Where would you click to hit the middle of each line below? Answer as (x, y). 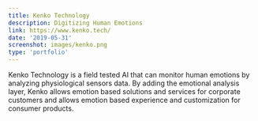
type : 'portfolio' (38, 52)
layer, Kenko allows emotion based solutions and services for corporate (124, 91)
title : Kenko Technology (49, 15)
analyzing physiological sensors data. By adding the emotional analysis (124, 83)
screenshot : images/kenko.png (58, 45)
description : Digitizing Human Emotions (76, 23)
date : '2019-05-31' (40, 38)
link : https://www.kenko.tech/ (60, 30)
